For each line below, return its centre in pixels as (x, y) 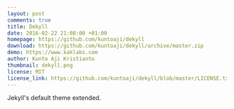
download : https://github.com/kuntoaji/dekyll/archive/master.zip (106, 46)
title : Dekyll (28, 26)
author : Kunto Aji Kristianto (51, 59)
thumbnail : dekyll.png (40, 65)
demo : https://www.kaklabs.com (53, 53)
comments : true (29, 20)
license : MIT (26, 72)
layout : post (26, 14)
